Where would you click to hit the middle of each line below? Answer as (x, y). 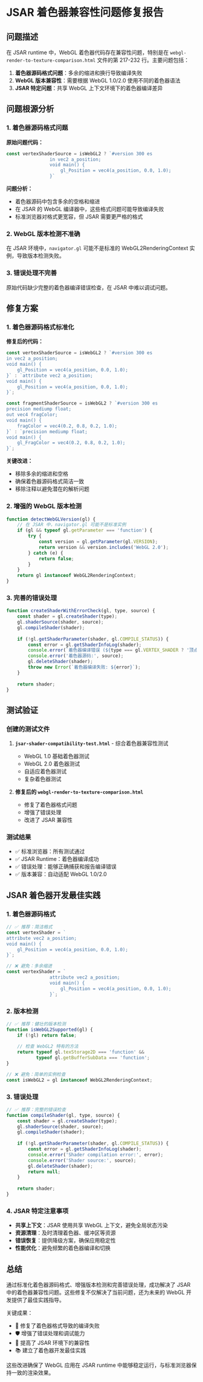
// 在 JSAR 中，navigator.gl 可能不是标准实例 (72, 525)
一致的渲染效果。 (33, 1373)
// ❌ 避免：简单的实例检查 (36, 1074)
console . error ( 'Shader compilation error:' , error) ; (96, 1154)
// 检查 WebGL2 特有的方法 (48, 1047)
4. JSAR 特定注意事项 (37, 1211)
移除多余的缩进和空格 (41, 474)
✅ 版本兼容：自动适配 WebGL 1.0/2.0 (61, 874)
